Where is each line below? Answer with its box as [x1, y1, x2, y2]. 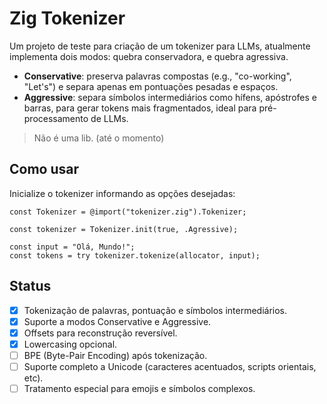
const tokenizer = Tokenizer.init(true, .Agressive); [9, 224, 239, 234]
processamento [23, 112, 89, 124]
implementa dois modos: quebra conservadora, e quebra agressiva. [9, 50, 289, 62]
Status [9, 278, 52, 295]
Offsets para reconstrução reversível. [23, 327, 178, 339]
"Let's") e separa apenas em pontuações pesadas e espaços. [23, 80, 279, 92]
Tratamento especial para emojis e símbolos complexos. [23, 382, 256, 394]
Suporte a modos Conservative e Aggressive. [23, 315, 212, 327]
